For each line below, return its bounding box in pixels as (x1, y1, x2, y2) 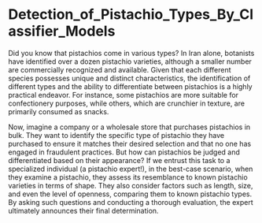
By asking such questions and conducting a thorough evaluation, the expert (8, 197, 253, 206)
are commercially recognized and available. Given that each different (8, 65, 231, 74)
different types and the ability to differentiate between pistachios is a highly (8, 81, 253, 91)
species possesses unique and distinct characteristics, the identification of (8, 73, 251, 83)
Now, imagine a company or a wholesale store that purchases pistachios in (8, 122, 251, 132)
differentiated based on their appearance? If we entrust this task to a (8, 155, 231, 165)
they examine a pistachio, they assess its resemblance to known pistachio (8, 172, 248, 182)
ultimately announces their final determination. (8, 206, 159, 215)
